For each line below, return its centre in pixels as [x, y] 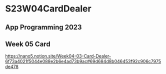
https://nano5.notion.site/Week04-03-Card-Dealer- [58, 56]
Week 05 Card [28, 44]
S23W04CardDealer [48, 9]
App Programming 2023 [43, 27]
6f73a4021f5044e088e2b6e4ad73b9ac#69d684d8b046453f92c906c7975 [83, 61]
